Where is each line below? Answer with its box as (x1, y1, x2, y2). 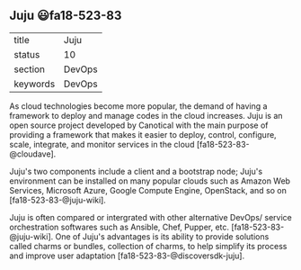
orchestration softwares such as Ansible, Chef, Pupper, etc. (9, 221, 230, 232)
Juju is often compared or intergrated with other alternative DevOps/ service (9, 211, 292, 222)
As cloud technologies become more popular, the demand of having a (9, 100, 268, 112)
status (13, 48, 40, 60)
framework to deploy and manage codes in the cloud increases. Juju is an (9, 110, 283, 121)
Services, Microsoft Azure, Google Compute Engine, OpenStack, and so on (9, 184, 288, 195)
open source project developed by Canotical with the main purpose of (9, 120, 269, 130)
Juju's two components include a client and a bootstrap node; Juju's (9, 166, 263, 176)
